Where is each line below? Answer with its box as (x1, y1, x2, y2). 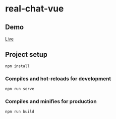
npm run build (5, 109, 35, 115)
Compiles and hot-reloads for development (5, 75, 112, 82)
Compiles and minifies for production (5, 98, 97, 105)
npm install (5, 63, 30, 69)
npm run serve (5, 87, 35, 92)
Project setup (5, 50, 48, 59)
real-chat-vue (5, 3, 64, 14)
